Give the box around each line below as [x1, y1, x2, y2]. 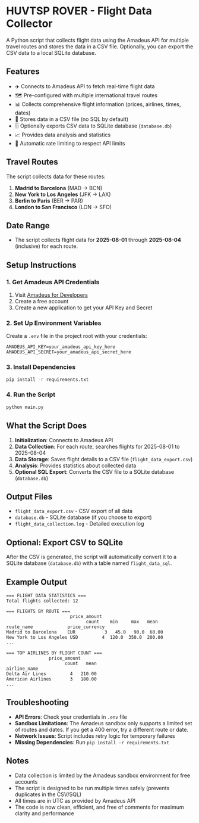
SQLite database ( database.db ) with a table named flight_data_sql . [6, 560, 172, 567]
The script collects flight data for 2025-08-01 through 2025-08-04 [14, 237, 181, 244]
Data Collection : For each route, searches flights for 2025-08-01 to [14, 443, 180, 450]
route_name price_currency [6, 624, 105, 630]
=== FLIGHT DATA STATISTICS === [6, 592, 86, 598]
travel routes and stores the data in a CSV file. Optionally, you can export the [6, 43, 194, 50]
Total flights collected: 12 [6, 598, 78, 604]
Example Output [6, 577, 67, 587]
